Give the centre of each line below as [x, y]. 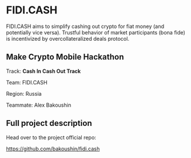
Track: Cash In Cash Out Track [44, 71]
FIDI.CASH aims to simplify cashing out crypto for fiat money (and [85, 26]
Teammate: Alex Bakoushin [39, 105]
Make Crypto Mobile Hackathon [65, 57]
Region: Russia [24, 93]
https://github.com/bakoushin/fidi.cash [53, 149]
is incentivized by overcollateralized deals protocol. [68, 38]
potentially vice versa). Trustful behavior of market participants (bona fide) [96, 32]
